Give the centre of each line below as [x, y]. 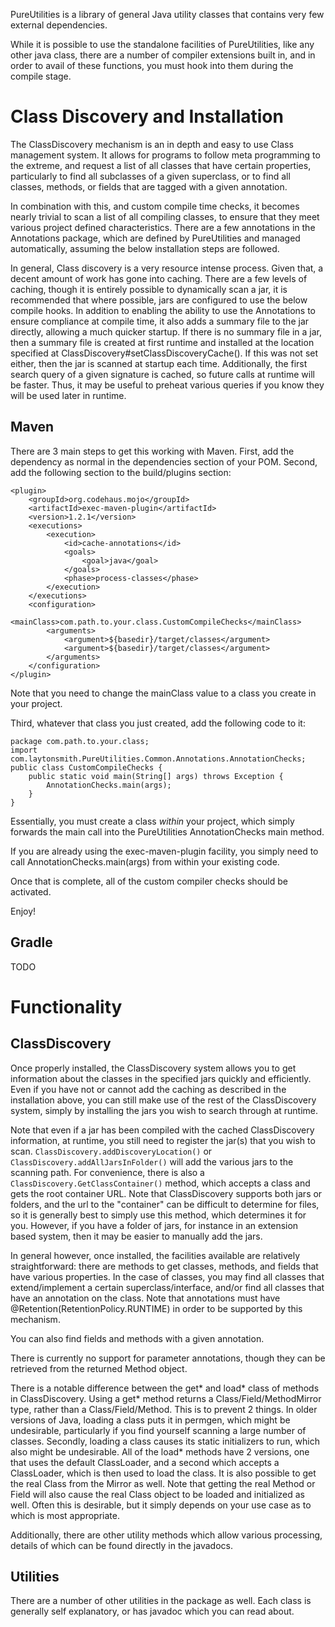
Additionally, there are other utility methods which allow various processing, [166, 1535]
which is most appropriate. [65, 1515]
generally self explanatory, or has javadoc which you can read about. [152, 1611]
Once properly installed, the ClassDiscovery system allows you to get [153, 1068]
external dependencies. [59, 25]
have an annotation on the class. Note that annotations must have [145, 1298]
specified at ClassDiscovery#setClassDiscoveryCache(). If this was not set [164, 353]
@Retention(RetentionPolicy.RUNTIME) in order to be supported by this [156, 1308]
